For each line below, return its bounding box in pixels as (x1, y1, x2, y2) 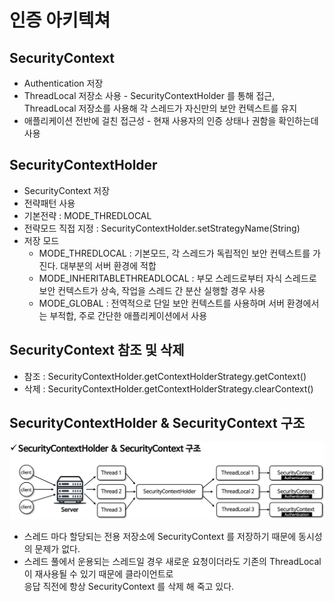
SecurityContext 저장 (23, 184, 111, 196)
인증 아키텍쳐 (9, 9, 111, 32)
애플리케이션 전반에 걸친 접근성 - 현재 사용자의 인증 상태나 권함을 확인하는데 (23, 115, 319, 126)
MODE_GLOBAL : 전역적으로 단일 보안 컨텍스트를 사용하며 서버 (38, 297, 285, 309)
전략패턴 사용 (23, 197, 76, 209)
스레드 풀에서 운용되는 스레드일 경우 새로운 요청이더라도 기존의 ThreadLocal (23, 555, 322, 567)
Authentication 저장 (23, 77, 104, 89)
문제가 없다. (34, 542, 81, 555)
